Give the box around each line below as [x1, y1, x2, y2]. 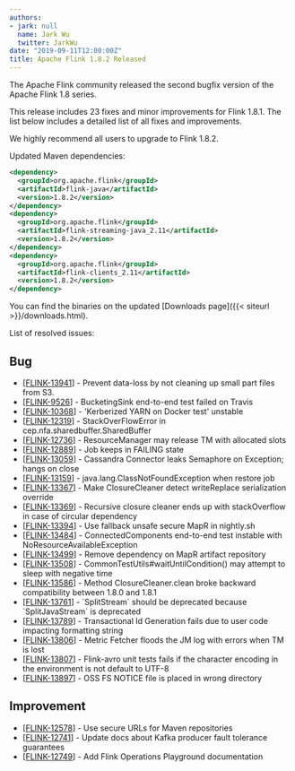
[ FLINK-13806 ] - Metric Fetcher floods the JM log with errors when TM [22, 634, 284, 645]
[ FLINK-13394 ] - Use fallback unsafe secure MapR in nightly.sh [22, 520, 256, 531]
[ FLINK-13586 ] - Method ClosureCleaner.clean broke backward [22, 577, 256, 588]
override [22, 491, 54, 502]
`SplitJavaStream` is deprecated [22, 606, 142, 617]
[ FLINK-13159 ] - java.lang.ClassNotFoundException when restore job [22, 472, 275, 483]
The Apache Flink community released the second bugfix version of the [9, 80, 274, 90]
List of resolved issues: [9, 328, 95, 339]
